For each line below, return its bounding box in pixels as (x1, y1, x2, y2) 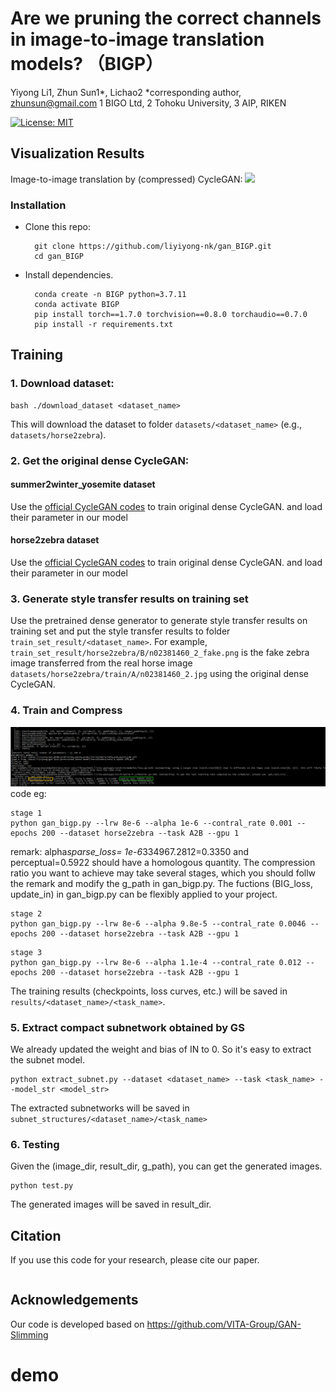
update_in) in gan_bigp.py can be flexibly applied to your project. (10, 888, 278, 900)
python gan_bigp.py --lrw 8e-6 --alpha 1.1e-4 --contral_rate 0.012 (10, 957, 302, 967)
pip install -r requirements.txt (34, 320, 174, 330)
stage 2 (10, 908, 43, 919)
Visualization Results (10, 145, 145, 162)
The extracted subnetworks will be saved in (10, 1102, 190, 1114)
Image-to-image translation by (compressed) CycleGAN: (10, 173, 243, 185)
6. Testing (10, 1137, 60, 1151)
